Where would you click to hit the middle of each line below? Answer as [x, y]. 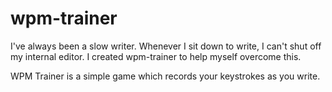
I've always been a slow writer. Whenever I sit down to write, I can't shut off [166, 46]
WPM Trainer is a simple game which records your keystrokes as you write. [165, 76]
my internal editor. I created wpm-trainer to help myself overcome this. [156, 56]
